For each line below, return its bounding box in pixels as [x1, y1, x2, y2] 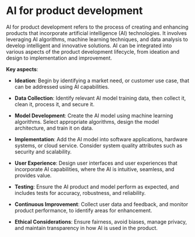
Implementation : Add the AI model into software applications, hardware [14, 135, 188, 142]
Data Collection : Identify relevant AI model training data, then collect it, [14, 95, 186, 102]
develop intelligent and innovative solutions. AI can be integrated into [6, 42, 172, 49]
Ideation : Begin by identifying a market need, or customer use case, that [14, 77, 190, 84]
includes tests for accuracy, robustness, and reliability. [14, 189, 146, 196]
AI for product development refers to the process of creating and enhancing [6, 23, 189, 30]
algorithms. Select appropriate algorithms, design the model [14, 118, 159, 125]
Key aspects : [6, 65, 39, 72]
